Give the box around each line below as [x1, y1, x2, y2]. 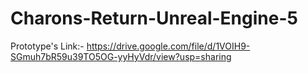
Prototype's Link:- [10, 40, 85, 52]
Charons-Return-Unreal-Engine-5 [10, 7, 298, 30]
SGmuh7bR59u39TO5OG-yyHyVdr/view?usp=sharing [10, 50, 232, 62]
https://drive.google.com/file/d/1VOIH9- [86, 40, 251, 52]
